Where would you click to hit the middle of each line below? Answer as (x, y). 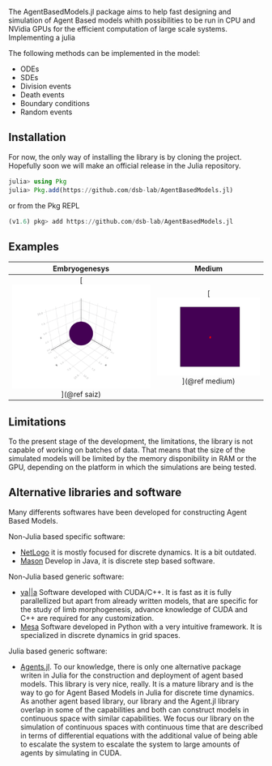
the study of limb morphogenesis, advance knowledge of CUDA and (134, 609)
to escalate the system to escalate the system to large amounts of (130, 744)
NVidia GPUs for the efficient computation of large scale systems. (118, 29)
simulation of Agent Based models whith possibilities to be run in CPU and (132, 20)
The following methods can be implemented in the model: (104, 53)
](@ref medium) (208, 381)
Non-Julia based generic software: (66, 576)
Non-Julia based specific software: (67, 536)
